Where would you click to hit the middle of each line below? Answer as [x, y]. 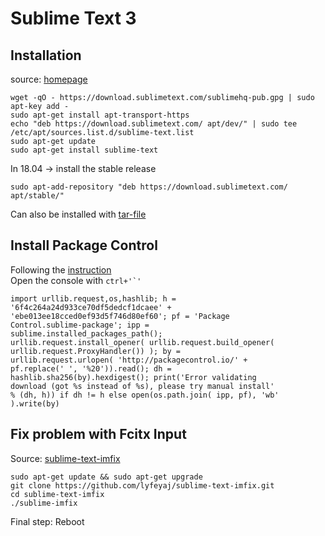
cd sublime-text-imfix [57, 494]
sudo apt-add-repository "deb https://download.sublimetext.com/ [149, 187]
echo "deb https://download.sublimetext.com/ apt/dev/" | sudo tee [154, 124]
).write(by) [35, 403]
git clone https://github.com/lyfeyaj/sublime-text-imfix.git [142, 485]
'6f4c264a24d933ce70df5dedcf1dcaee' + [91, 307]
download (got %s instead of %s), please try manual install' [142, 386]
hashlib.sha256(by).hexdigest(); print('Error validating [133, 377]
